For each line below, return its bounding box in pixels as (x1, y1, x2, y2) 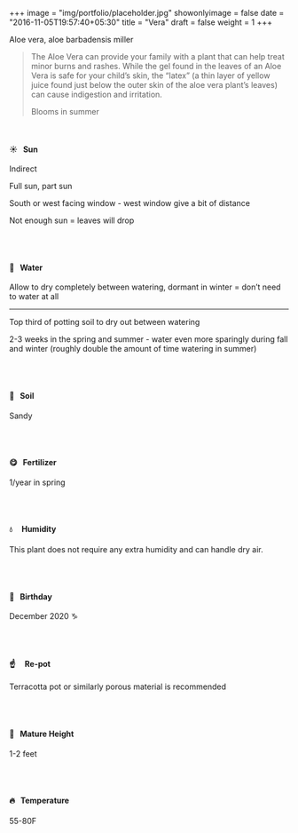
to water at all (9, 291, 59, 302)
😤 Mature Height (9, 728, 74, 740)
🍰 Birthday (9, 591, 53, 602)
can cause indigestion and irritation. (30, 89, 162, 99)
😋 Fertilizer (9, 457, 57, 468)
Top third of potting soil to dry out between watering (9, 317, 200, 328)
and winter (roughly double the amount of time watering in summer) (9, 344, 257, 354)
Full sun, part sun (9, 181, 73, 192)
